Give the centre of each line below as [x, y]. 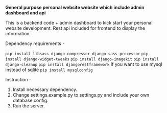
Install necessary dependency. [45, 89]
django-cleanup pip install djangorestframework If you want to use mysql [84, 64]
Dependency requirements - [35, 43]
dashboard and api [26, 13]
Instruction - [18, 80]
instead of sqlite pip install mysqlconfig [49, 70]
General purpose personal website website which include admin [75, 7]
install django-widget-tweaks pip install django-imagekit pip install [82, 59]
